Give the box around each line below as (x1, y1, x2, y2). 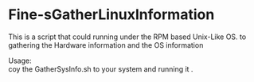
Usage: (8, 56, 32, 65)
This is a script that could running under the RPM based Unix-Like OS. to (8, 32, 247, 41)
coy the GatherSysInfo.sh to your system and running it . (8, 64, 193, 73)
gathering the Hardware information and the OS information (8, 40, 204, 49)
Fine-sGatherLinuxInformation (8, 6, 215, 24)
